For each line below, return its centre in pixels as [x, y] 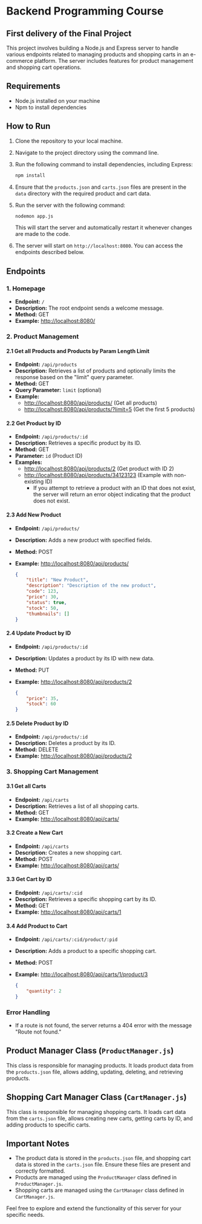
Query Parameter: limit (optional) [58, 390]
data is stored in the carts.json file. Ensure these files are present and [103, 1165]
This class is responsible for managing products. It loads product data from [100, 1065]
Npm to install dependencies [50, 107]
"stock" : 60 [41, 704]
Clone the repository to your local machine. [69, 141]
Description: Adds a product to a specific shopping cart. [86, 951]
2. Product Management [43, 336]
